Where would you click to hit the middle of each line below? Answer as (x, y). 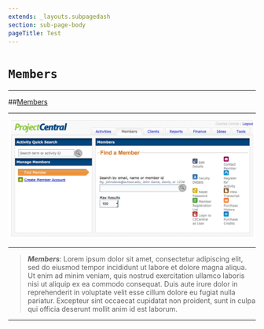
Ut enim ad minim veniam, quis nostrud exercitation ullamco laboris (136, 276)
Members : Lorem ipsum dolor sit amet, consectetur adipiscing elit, (135, 258)
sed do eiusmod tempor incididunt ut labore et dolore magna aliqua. (137, 267)
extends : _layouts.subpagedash (59, 16)
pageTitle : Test (35, 33)
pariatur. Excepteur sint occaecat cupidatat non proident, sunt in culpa (141, 300)
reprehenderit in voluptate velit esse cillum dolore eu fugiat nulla (131, 292)
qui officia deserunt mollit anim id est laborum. (103, 309)
